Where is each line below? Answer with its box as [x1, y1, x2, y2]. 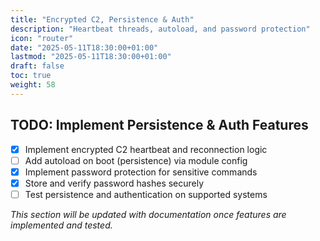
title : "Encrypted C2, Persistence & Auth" [10, 14, 195, 25]
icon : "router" [10, 33, 74, 43]
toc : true [10, 71, 52, 81]
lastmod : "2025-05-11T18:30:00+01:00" [10, 52, 172, 62]
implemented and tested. [10, 219, 113, 231]
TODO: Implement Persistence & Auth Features [10, 117, 309, 134]
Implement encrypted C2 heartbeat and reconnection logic [24, 143, 268, 155]
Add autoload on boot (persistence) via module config [24, 154, 248, 166]
